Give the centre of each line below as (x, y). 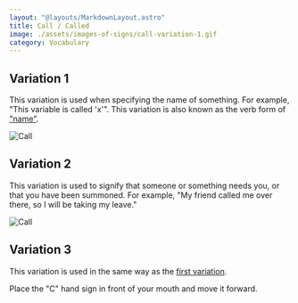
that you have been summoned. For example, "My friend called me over (141, 195)
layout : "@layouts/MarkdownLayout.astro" (87, 17)
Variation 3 (41, 250)
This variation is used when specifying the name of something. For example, (149, 100)
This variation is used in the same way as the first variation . (118, 271)
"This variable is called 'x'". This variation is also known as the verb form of (148, 110)
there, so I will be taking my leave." (73, 204)
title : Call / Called (50, 26)
